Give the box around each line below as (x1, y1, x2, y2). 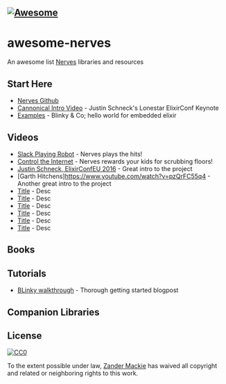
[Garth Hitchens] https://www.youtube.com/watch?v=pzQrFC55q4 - (17, 172, 211, 180)
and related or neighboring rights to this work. (7, 369, 139, 378)
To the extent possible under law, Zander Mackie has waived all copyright (7, 362, 218, 370)
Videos (7, 131, 39, 143)
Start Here (7, 78, 53, 90)
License (7, 330, 42, 342)
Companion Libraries (7, 306, 100, 318)
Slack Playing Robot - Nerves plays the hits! (17, 150, 143, 158)
